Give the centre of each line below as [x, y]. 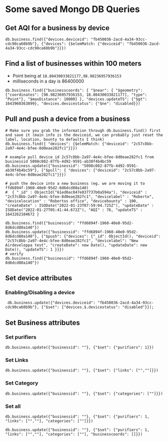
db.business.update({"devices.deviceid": [51, 303]
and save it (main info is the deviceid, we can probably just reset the [84, 135]
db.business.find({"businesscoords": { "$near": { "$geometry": [74, 90]
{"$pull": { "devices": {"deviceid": [81, 170]
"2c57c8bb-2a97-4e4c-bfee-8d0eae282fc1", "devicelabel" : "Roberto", [80, 197]
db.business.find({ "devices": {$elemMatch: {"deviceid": [67, 144]
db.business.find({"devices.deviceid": [47, 39]
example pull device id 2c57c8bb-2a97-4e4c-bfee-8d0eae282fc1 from [82, 157]
